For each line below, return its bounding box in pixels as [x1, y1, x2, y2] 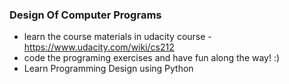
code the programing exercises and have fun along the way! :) [23, 52, 281, 64]
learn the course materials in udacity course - [23, 31, 212, 43]
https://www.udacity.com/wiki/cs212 [23, 41, 175, 53]
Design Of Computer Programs [9, 8, 162, 22]
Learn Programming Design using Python [23, 63, 194, 75]
